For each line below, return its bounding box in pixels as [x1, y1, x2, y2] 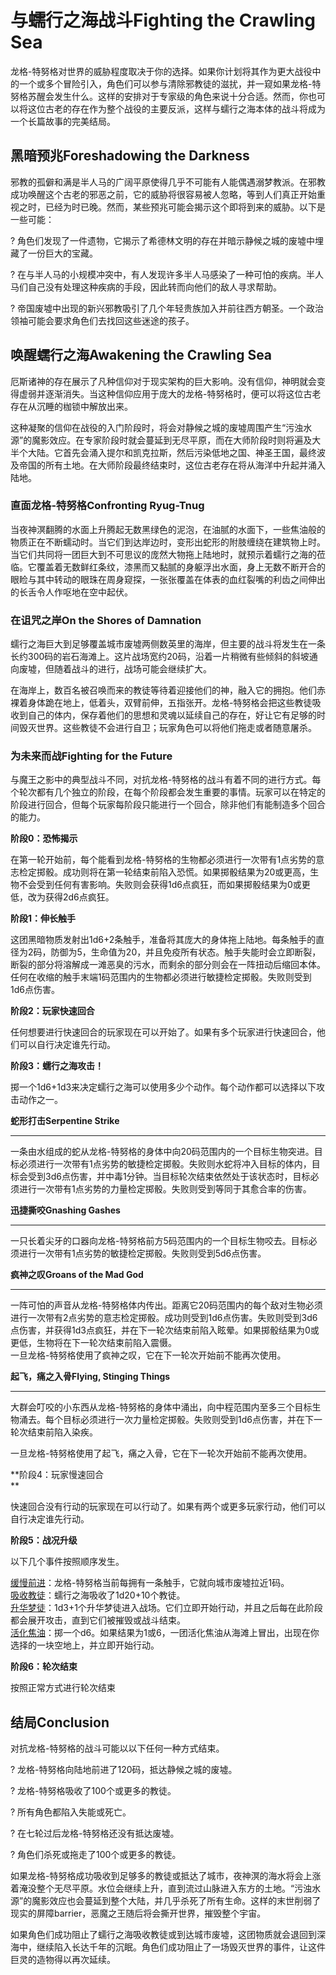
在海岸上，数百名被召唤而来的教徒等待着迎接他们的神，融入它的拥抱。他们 [10, 684, 317, 696]
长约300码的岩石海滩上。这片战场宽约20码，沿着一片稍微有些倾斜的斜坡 [10, 651, 310, 663]
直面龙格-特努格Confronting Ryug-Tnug [10, 499, 205, 513]
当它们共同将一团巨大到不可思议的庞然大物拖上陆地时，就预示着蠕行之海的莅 [10, 548, 326, 560]
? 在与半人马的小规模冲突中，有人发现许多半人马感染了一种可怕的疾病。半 [10, 268, 316, 280]
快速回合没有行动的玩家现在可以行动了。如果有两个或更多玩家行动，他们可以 [10, 1501, 326, 1513]
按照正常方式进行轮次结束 [10, 1682, 116, 1694]
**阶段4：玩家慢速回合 [10, 1469, 105, 1481]
